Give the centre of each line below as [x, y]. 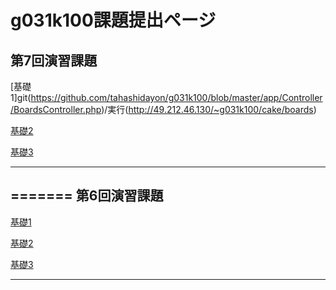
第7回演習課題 [54, 60]
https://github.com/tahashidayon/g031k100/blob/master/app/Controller [176, 97]
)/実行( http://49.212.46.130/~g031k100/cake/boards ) [209, 109]
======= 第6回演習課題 [87, 196]
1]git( [21, 97]
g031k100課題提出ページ [113, 20]
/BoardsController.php [56, 109]
